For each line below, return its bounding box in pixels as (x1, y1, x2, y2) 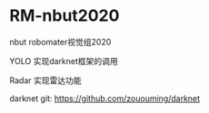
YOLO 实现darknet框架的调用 (9, 55, 118, 66)
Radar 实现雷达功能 (9, 74, 82, 86)
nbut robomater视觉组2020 (9, 36, 112, 47)
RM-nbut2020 (9, 5, 120, 26)
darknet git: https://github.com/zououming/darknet (9, 92, 201, 104)
